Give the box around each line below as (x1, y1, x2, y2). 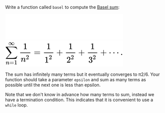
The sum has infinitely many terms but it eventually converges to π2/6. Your (5, 71, 160, 77)
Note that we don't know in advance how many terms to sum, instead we (5, 92, 155, 97)
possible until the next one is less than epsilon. (5, 82, 101, 88)
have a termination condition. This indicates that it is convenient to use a (5, 97, 153, 103)
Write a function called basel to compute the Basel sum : (5, 4, 120, 10)
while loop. (5, 102, 28, 108)
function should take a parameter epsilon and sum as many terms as (5, 77, 146, 82)
